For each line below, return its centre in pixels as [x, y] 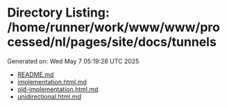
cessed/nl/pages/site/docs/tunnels [112, 42]
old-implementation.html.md [58, 89]
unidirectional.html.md [49, 96]
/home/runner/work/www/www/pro [113, 27]
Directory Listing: [58, 13]
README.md [35, 75]
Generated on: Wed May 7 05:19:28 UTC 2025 [73, 61]
